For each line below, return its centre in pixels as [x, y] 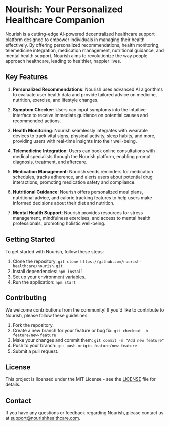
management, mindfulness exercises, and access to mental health [81, 218]
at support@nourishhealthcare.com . [43, 418]
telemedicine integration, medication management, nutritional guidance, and [85, 50]
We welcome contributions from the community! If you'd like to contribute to [85, 310]
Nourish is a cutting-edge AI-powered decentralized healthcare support [80, 34]
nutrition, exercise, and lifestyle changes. [55, 100]
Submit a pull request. [35, 351]
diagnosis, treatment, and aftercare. [50, 162]
